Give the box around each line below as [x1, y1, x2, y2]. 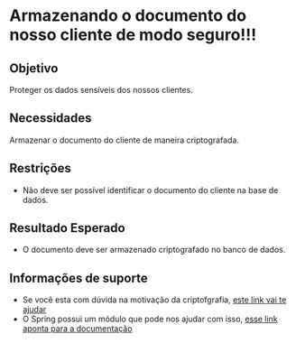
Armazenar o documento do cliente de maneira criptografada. [9, 134, 239, 145]
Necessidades [9, 110, 92, 126]
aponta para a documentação [22, 323, 133, 334]
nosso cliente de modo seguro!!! [9, 24, 257, 45]
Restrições [9, 161, 72, 176]
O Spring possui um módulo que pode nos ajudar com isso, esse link [22, 313, 278, 325]
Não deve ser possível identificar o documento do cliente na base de [22, 184, 279, 195]
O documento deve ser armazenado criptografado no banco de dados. [22, 245, 286, 255]
